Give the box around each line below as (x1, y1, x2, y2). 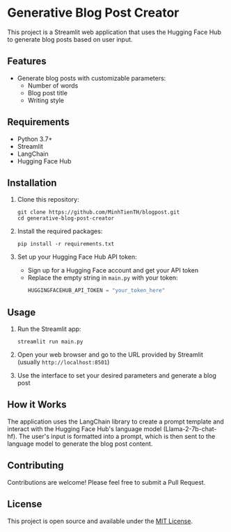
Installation (7, 177, 57, 188)
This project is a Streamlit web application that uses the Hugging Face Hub (7, 28, 221, 36)
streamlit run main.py (17, 339, 83, 346)
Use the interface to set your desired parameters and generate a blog (17, 371, 217, 380)
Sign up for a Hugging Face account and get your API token (27, 266, 199, 275)
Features (7, 56, 47, 67)
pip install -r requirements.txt (17, 241, 115, 248)
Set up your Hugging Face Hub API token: (17, 252, 137, 261)
